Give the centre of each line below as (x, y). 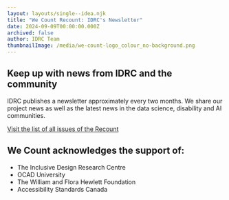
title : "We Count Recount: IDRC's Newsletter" (75, 20)
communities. (26, 115)
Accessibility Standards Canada (62, 189)
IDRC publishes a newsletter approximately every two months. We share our (115, 101)
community (32, 84)
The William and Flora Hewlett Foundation (76, 182)
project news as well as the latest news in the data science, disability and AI (115, 108)
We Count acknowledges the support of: (96, 151)
